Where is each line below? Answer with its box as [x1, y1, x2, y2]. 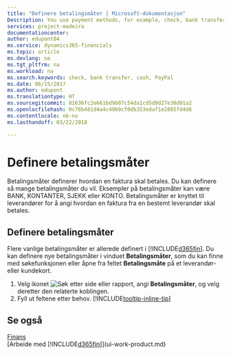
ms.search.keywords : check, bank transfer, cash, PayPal [7, 74, 174, 81]
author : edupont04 [7, 36, 60, 43]
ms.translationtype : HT [7, 94, 76, 100]
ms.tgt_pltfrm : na [7, 61, 60, 68]
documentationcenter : [7, 29, 69, 36]
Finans [7, 333, 26, 341]
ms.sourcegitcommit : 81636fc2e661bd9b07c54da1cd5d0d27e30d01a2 [7, 100, 192, 107]
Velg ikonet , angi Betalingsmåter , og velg [16, 280, 220, 288]
